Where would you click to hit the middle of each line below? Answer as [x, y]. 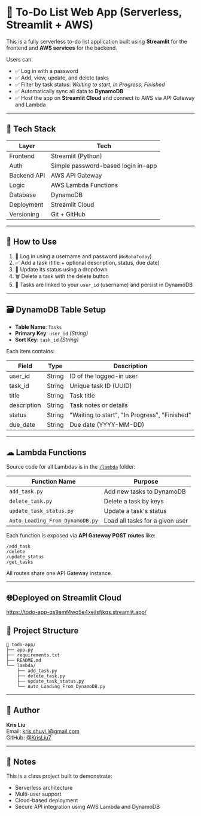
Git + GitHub [68, 214]
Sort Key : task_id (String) [47, 340]
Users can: [19, 59]
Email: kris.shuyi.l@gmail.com [43, 731]
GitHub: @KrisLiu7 [29, 737]
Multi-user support [38, 794]
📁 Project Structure [42, 631]
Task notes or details [99, 405]
